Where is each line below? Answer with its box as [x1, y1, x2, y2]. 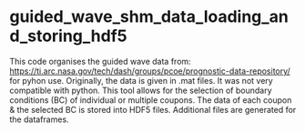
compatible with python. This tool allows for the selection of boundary [9, 85, 272, 96]
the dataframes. [9, 114, 70, 125]
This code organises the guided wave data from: [9, 56, 191, 66]
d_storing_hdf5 [9, 25, 127, 46]
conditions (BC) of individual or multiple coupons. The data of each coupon [9, 94, 292, 106]
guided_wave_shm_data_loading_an [9, 6, 289, 27]
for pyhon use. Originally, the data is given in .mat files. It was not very [9, 75, 273, 86]
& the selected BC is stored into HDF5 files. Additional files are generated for [9, 104, 297, 115]
